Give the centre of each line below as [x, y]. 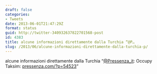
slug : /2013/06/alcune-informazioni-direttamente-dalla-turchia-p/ [77, 47]
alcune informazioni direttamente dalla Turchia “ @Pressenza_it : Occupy [79, 61]
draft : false [19, 10]
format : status [21, 28]
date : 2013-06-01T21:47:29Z [34, 24]
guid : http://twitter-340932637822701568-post [54, 33]
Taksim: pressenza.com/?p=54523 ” [42, 66]
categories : [17, 14]
